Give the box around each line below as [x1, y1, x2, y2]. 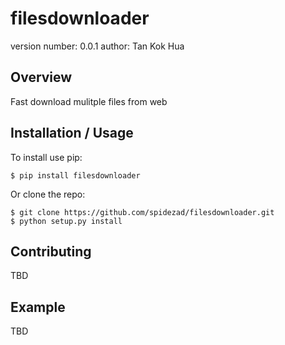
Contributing [10, 243, 92, 260]
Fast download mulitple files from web [10, 95, 168, 107]
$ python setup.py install [10, 216, 123, 226]
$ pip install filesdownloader [10, 170, 141, 181]
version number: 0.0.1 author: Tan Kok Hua [10, 40, 185, 52]
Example [10, 298, 66, 316]
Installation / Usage [10, 125, 134, 142]
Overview [10, 69, 73, 86]
